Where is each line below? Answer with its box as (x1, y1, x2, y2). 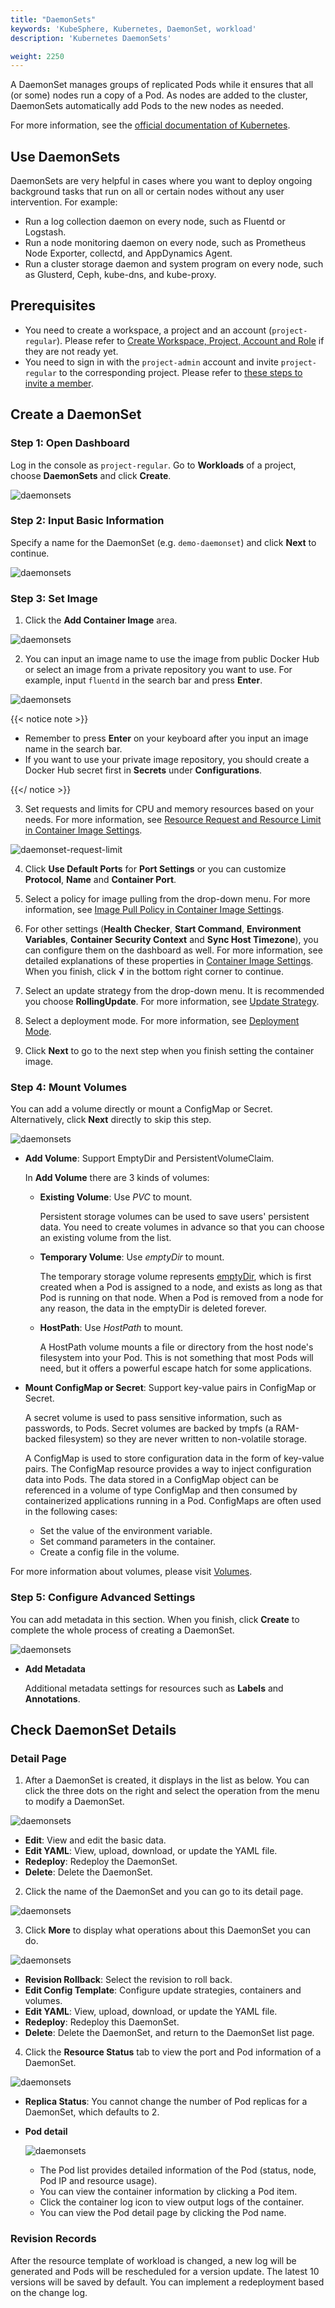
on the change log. (10, 2286, 88, 2298)
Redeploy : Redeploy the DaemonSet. (24, 1856, 178, 1868)
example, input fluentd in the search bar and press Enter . (24, 674, 263, 686)
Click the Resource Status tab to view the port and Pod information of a (24, 2046, 322, 2058)
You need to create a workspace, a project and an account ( (24, 324, 273, 336)
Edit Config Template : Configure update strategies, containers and (24, 1984, 302, 1996)
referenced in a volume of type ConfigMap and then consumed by (24, 1484, 298, 1496)
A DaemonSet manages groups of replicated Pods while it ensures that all (10, 79, 314, 91)
